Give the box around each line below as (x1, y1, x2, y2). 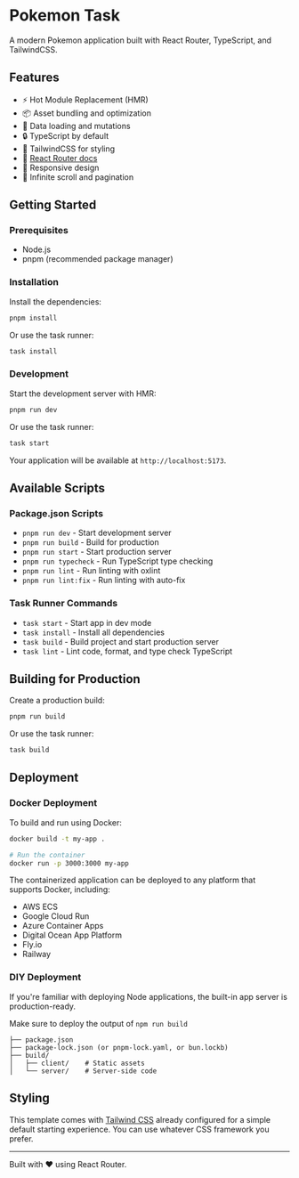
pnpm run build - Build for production (21, 537, 159, 548)
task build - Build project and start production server (21, 636, 220, 646)
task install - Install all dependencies (21, 627, 165, 638)
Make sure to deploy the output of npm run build (9, 1018, 189, 1028)
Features (9, 70, 60, 85)
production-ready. (9, 1001, 77, 1011)
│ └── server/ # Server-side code (9, 1066, 158, 1076)
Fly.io (21, 939, 43, 950)
